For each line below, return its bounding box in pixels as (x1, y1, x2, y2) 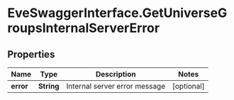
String (38, 82, 60, 91)
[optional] (172, 82, 205, 91)
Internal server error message (66, 82, 165, 91)
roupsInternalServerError (7, 20, 160, 36)
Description (95, 70, 136, 79)
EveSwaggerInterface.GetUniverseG (7, 5, 228, 21)
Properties (7, 48, 55, 60)
